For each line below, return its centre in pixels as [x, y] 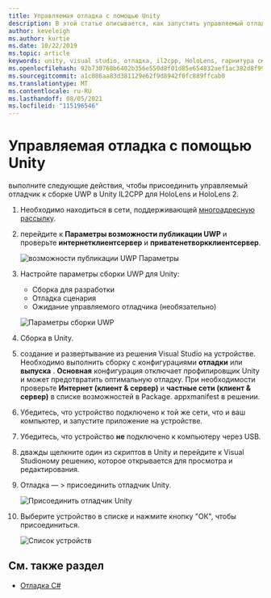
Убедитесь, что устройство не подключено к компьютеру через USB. [140, 436]
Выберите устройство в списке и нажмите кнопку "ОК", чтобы [128, 516]
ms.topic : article [39, 53]
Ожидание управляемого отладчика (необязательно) [124, 307]
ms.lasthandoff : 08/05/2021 [56, 99]
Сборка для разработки [73, 290]
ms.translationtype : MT [48, 83]
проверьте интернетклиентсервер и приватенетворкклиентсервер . [140, 242]
